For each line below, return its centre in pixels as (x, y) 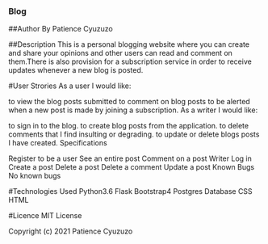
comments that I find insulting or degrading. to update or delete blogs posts (134, 134)
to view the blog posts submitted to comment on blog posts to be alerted (129, 102)
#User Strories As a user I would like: (70, 86)
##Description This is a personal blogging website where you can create (129, 44)
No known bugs (35, 176)
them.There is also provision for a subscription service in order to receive (130, 61)
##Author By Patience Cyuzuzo (61, 29)
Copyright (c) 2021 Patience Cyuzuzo (71, 231)
